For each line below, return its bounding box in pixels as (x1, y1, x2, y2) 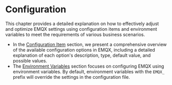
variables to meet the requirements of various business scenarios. (5, 31, 145, 37)
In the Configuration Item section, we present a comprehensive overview (12, 41, 167, 47)
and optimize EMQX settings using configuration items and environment (5, 26, 158, 32)
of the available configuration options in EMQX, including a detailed (12, 47, 156, 53)
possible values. (12, 57, 47, 63)
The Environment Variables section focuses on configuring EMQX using (12, 63, 164, 69)
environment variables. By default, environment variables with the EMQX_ (12, 68, 165, 75)
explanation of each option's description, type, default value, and (12, 52, 151, 58)
